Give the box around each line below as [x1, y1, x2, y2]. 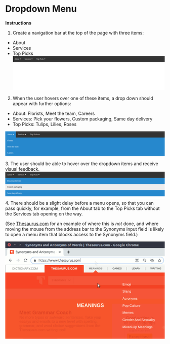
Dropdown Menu [5, 3, 77, 15]
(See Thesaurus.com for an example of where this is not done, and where [5, 221, 159, 227]
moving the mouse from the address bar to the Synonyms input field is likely [5, 226, 164, 232]
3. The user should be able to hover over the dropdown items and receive [5, 161, 158, 167]
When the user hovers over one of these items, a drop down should [12, 95, 153, 101]
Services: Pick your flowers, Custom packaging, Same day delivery [12, 115, 153, 122]
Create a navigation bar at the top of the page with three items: [12, 29, 144, 36]
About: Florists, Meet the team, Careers [12, 110, 95, 116]
